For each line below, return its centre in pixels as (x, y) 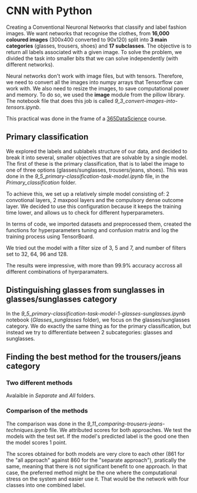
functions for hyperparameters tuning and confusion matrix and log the (92, 230)
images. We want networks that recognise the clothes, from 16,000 (88, 33)
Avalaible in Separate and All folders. (51, 395)
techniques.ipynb (27, 430)
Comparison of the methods (47, 411)
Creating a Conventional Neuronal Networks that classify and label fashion (96, 27)
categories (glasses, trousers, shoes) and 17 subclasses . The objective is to (99, 46)
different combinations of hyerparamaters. (57, 271)
